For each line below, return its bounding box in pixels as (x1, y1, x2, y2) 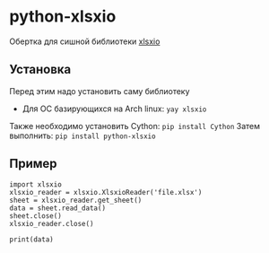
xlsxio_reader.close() (9, 219, 94, 228)
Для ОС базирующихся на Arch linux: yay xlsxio (22, 103, 207, 114)
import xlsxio (9, 179, 63, 189)
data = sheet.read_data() (9, 204, 106, 213)
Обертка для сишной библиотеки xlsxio (9, 36, 161, 47)
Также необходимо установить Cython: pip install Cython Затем (9, 120, 261, 131)
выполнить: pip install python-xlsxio (9, 130, 156, 141)
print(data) (9, 235, 54, 244)
